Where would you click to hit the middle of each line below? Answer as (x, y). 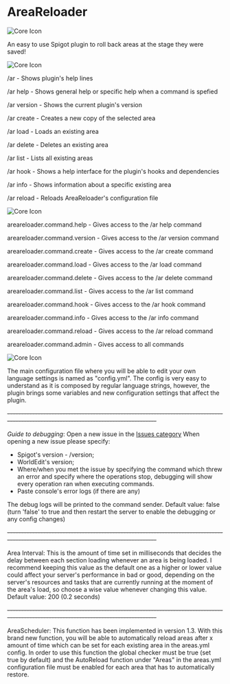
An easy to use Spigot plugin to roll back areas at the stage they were (105, 44)
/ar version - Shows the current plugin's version (75, 104)
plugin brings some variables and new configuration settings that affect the (113, 393)
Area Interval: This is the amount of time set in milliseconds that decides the (114, 553)
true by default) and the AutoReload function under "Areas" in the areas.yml (114, 659)
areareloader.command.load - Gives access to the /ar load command (104, 264)
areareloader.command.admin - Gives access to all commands (95, 344)
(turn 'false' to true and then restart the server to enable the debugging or (112, 512)
